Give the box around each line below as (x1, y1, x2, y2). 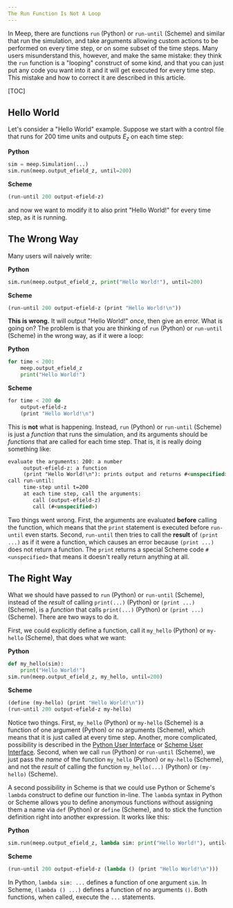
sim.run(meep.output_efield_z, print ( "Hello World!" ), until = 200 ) (8, 278, 203, 285)
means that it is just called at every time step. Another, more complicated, (8, 733, 217, 741)
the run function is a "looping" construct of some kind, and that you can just (8, 58, 224, 66)
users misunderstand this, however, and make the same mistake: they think (8, 51, 222, 60)
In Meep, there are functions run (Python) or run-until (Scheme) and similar (8, 29, 225, 37)
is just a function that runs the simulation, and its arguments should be (8, 430, 208, 438)
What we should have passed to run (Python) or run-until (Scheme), (8, 591, 205, 599)
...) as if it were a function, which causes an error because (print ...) (8, 537, 214, 546)
